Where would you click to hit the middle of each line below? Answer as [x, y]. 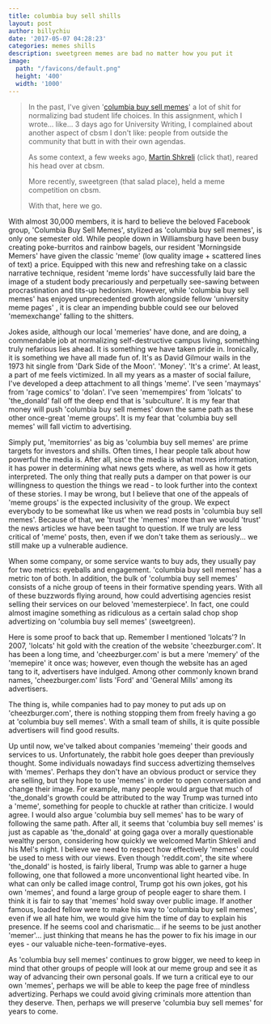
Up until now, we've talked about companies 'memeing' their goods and [128, 745]
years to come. [33, 1011]
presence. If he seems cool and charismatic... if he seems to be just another [135, 926]
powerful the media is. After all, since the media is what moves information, [133, 459]
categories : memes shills [52, 46]
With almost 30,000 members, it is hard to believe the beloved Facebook [129, 221]
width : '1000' [39, 83]
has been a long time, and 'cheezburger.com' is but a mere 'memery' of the [134, 654]
